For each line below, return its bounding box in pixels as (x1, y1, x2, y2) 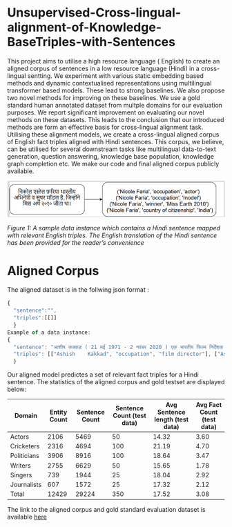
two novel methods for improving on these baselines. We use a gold (7, 93, 200, 101)
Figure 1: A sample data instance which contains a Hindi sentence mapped (7, 224, 221, 232)
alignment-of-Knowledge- (7, 19, 162, 35)
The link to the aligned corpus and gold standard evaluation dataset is (7, 505, 206, 513)
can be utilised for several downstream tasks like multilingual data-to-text (7, 145, 216, 153)
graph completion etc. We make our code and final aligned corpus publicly (7, 159, 220, 168)
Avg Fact (195, 400, 222, 408)
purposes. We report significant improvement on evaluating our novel (7, 108, 205, 117)
